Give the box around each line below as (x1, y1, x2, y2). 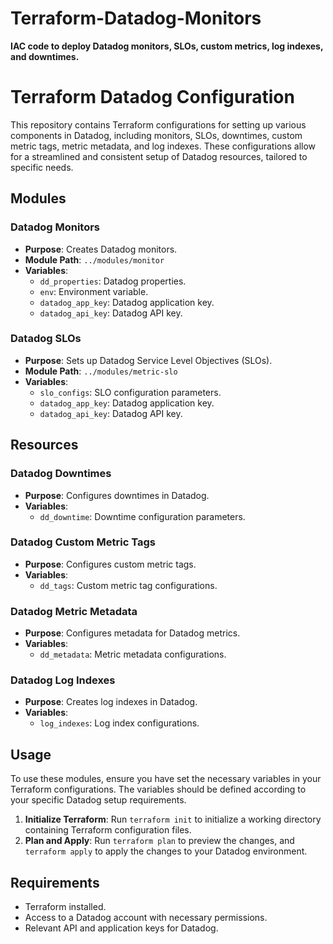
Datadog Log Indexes (10, 673, 116, 687)
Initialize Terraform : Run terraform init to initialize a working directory (24, 813, 322, 826)
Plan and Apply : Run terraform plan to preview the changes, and (24, 835, 295, 847)
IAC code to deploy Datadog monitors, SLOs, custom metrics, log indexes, (10, 40, 324, 52)
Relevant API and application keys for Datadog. (24, 922, 219, 934)
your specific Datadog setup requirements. (10, 794, 187, 806)
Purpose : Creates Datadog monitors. (24, 243, 178, 255)
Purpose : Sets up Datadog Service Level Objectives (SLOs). (24, 354, 273, 366)
